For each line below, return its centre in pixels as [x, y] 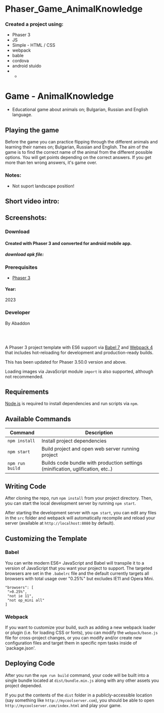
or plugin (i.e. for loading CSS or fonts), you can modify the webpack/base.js [82, 632]
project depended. [24, 685]
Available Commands [38, 419]
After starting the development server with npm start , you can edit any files [81, 513]
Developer [18, 312]
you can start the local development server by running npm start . [71, 503]
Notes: [13, 175]
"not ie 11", [20, 596]
